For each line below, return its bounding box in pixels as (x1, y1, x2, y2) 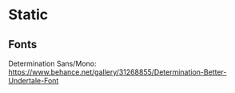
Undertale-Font (8, 76, 59, 85)
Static (8, 6, 49, 24)
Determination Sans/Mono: (8, 59, 98, 68)
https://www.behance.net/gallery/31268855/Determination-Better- (8, 67, 227, 77)
